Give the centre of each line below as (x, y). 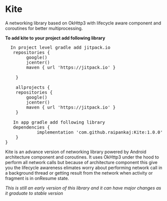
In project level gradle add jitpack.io (60, 47)
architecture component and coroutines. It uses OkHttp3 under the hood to (82, 157)
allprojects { (33, 87)
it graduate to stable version (34, 193)
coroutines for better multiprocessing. (44, 28)
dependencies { (32, 127)
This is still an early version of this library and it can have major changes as (83, 188)
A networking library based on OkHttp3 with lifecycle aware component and (83, 23)
